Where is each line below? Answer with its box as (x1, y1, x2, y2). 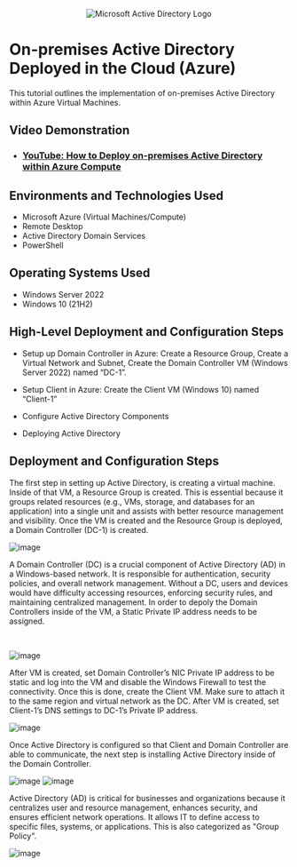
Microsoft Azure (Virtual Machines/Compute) (21, 211, 187, 222)
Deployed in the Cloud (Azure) (9, 59, 237, 79)
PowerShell (21, 240, 64, 251)
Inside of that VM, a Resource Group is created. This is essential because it (9, 487, 284, 497)
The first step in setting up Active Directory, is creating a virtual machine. (9, 477, 277, 488)
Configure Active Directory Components (21, 410, 169, 421)
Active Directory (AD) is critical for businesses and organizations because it (9, 792, 285, 803)
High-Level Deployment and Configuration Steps (9, 324, 285, 339)
